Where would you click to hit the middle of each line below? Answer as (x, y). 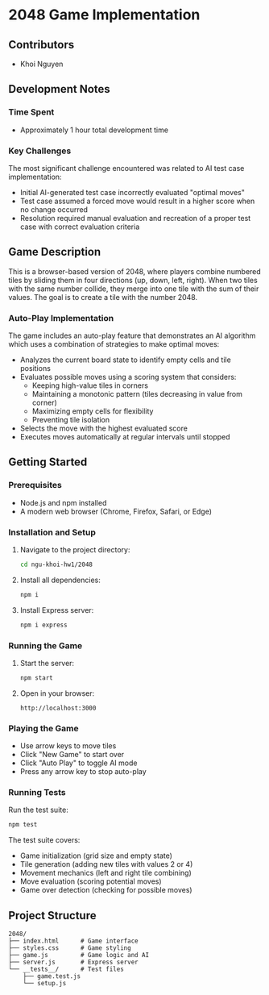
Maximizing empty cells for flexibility (93, 411)
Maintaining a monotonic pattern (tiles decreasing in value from (137, 394)
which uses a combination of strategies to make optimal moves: (114, 344)
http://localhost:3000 (58, 708)
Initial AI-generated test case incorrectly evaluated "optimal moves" (132, 192)
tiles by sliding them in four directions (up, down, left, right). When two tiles (133, 280)
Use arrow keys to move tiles (68, 746)
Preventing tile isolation (71, 420)
